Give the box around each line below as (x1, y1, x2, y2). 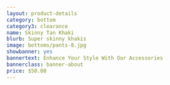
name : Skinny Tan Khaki (6, 29, 75, 36)
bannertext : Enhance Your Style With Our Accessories (6, 55, 164, 62)
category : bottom (6, 16, 56, 23)
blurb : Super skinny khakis (6, 36, 87, 42)
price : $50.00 (6, 67, 47, 74)
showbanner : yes (6, 49, 53, 56)
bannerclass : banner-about (6, 61, 84, 68)
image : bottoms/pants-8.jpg (6, 42, 87, 49)
